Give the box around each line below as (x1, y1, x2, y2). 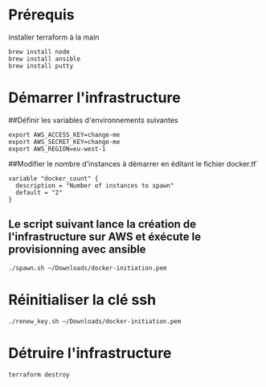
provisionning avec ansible (8, 243, 146, 257)
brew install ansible (8, 55, 81, 63)
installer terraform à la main (8, 32, 100, 42)
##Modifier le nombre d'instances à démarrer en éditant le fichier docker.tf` (8, 159, 259, 168)
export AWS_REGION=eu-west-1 (8, 145, 106, 153)
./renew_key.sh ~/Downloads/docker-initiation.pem (8, 317, 182, 325)
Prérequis (8, 6, 75, 24)
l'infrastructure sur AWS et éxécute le (8, 230, 202, 244)
